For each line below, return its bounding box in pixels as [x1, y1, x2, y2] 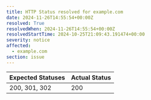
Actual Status [70, 73, 111, 82]
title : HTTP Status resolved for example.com [6, 8, 123, 15]
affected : [6, 43, 32, 49]
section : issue [6, 54, 45, 60]
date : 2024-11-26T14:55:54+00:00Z [6, 15, 94, 21]
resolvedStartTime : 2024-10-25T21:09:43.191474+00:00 [6, 32, 146, 38]
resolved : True [6, 20, 45, 26]
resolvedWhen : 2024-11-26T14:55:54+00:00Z [6, 25, 115, 32]
